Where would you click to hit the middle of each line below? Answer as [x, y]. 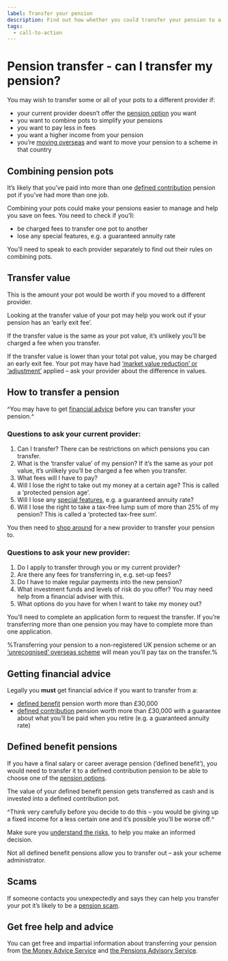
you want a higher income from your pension [80, 135]
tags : [15, 26]
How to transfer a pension [63, 392]
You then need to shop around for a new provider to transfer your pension [111, 527]
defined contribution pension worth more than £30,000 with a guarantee [119, 711]
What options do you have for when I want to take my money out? [109, 604]
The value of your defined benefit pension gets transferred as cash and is [111, 791]
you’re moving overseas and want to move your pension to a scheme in [117, 142]
